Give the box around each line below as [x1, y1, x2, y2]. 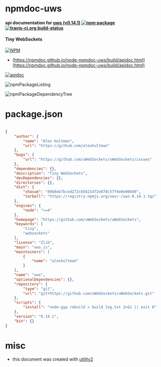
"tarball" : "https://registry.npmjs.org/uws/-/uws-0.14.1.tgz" [23, 194, 157, 199]
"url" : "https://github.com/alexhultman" [23, 143, 110, 148]
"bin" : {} [14, 318, 35, 323]
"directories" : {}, [14, 180, 55, 185]
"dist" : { [14, 185, 35, 190]
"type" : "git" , [23, 286, 55, 291]
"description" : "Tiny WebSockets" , [14, 171, 88, 176]
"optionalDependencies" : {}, [14, 277, 75, 282]
